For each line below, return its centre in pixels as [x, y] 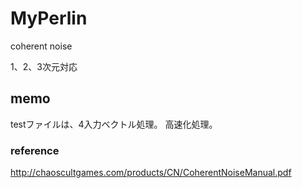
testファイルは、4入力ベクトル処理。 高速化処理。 [114, 124]
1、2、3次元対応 [44, 66]
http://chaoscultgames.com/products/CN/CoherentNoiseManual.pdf [151, 173]
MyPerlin [49, 18]
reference [35, 150]
